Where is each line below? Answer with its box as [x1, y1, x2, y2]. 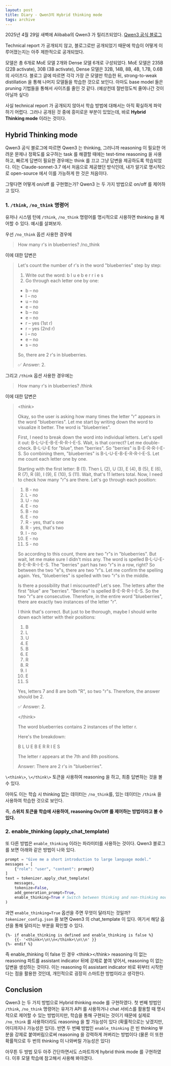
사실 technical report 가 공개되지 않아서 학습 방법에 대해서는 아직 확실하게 [5, 103, 153, 109]
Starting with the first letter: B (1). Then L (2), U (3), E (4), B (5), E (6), [17, 466, 162, 472]
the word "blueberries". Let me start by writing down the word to [17, 419, 154, 425]
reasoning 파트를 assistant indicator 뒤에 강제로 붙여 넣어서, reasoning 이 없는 [5, 957, 164, 964]
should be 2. [17, 694, 44, 700]
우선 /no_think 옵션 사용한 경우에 [5, 231, 72, 238]
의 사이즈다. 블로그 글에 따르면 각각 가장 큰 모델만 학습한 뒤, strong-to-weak [5, 73, 157, 79]
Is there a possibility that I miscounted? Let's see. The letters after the [17, 582, 164, 588]
